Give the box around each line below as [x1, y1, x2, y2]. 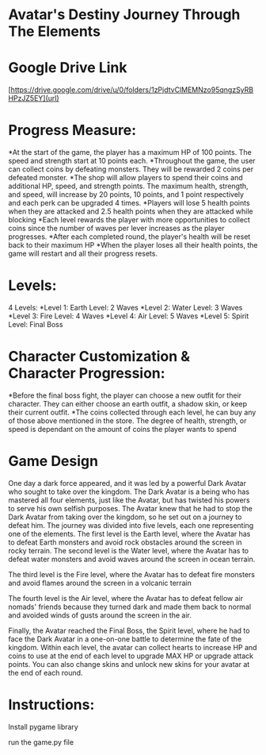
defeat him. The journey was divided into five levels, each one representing [8, 520, 254, 530]
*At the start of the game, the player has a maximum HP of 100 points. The [8, 148, 252, 157]
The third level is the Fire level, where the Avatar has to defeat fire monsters [8, 569, 256, 579]
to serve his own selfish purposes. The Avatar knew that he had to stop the [8, 503, 253, 513]
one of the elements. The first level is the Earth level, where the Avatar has [8, 529, 251, 538]
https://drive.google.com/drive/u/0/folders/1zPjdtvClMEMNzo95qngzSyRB [10, 85, 254, 94]
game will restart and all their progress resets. [8, 248, 158, 259]
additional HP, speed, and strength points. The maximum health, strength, [8, 181, 249, 191]
